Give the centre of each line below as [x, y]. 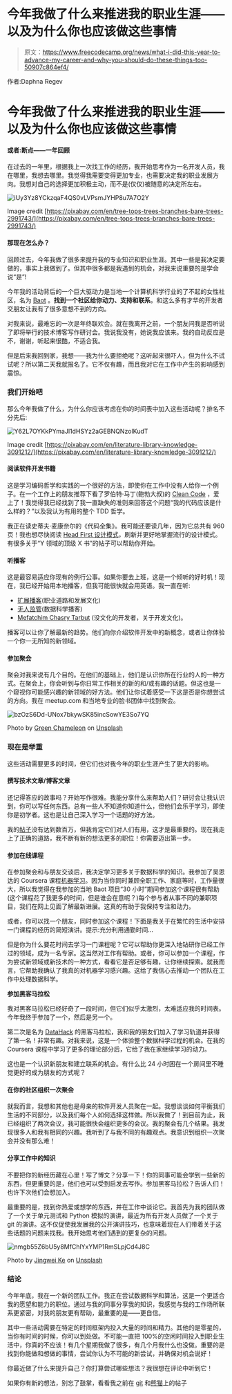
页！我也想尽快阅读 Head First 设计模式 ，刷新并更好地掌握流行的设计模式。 [114, 535]
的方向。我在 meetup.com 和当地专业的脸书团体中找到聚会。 [93, 701]
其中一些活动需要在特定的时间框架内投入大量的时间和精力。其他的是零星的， [116, 1327]
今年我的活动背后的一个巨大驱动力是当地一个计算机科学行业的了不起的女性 [113, 291]
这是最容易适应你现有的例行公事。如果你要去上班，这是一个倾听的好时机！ [113, 577]
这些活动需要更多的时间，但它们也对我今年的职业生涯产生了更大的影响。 [110, 763]
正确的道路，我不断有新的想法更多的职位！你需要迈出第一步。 [107, 838]
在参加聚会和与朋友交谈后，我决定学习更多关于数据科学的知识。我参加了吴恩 [116, 872]
